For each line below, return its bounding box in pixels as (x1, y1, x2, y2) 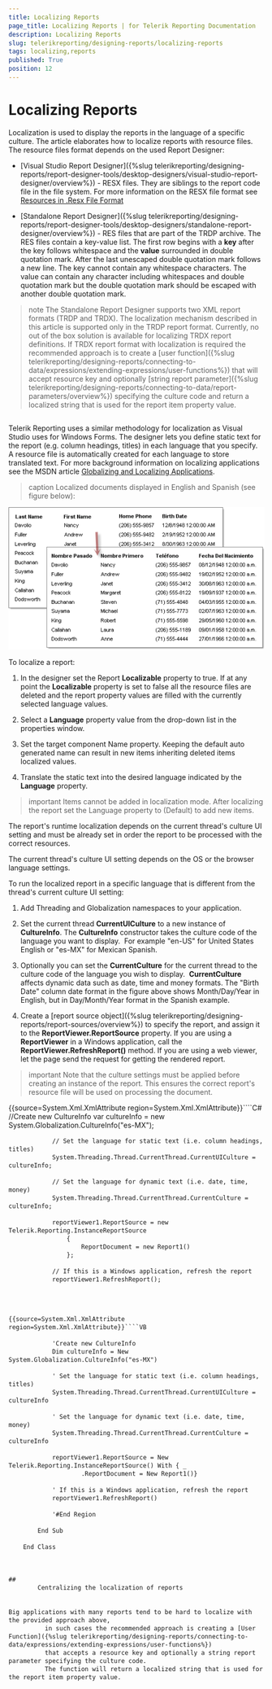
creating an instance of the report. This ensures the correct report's (28, 1079, 256, 1088)
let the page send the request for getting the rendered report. (19, 1054, 226, 1064)
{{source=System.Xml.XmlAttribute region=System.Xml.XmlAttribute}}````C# (8, 1103, 262, 1113)
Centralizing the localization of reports (37, 1583, 183, 1591)
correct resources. (8, 838, 71, 848)
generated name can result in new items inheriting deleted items (19, 747, 235, 757)
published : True (8, 56, 63, 64)
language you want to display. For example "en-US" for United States (19, 936, 254, 946)
